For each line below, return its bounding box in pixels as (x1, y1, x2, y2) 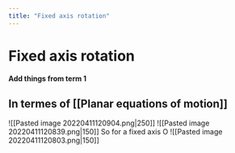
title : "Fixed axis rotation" (8, 11, 111, 20)
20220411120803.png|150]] (8, 135, 99, 146)
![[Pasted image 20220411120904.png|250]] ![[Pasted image (8, 118, 210, 128)
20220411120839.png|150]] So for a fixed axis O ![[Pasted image (8, 127, 223, 137)
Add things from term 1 (8, 74, 87, 83)
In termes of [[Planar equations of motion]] (8, 96, 228, 110)
